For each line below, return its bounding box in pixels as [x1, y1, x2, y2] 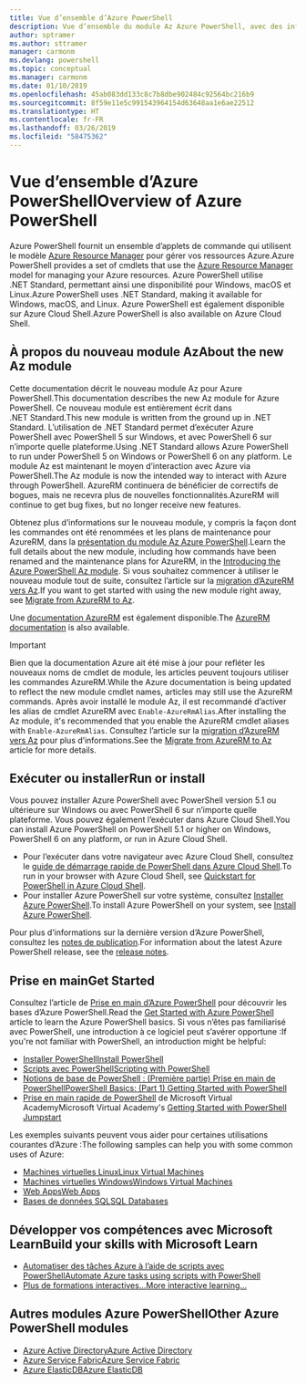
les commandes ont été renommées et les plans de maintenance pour [9, 526, 271, 537]
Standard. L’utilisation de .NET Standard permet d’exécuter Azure [9, 421, 254, 432]
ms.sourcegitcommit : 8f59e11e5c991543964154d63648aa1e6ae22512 [9, 98, 255, 108]
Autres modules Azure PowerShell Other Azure [9, 1306, 280, 1322]
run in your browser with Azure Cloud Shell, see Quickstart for [22, 870, 257, 881]
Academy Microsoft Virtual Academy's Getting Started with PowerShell [22, 1102, 287, 1113]
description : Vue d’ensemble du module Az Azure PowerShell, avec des [9, 22, 283, 31]
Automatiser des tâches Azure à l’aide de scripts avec [22, 1261, 225, 1272]
